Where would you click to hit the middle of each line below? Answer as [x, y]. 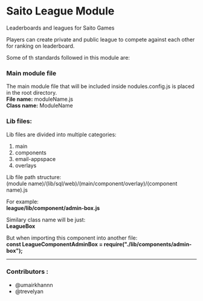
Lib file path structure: [34, 177]
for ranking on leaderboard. [40, 46]
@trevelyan [29, 291]
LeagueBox [21, 226]
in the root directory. [32, 93]
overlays [26, 165]
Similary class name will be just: [46, 220]
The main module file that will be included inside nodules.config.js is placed [100, 86]
